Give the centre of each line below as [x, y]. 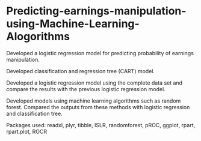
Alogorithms [38, 37]
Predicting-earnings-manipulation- [96, 11]
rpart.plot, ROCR [27, 131]
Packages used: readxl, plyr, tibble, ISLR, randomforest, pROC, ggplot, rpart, [101, 125]
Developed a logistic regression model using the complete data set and [94, 83]
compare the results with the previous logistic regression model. [86, 89]
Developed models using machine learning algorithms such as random [94, 101]
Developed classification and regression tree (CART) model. [81, 71]
